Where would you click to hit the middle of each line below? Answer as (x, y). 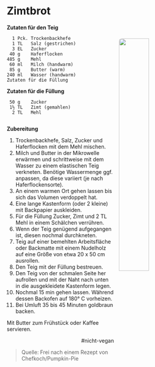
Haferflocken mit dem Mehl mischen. (61, 147)
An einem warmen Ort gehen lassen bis (64, 191)
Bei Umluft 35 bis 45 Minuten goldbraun (64, 304)
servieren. (19, 329)
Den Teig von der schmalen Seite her (61, 273)
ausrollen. (28, 260)
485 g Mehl (24, 59)
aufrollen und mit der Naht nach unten (62, 279)
